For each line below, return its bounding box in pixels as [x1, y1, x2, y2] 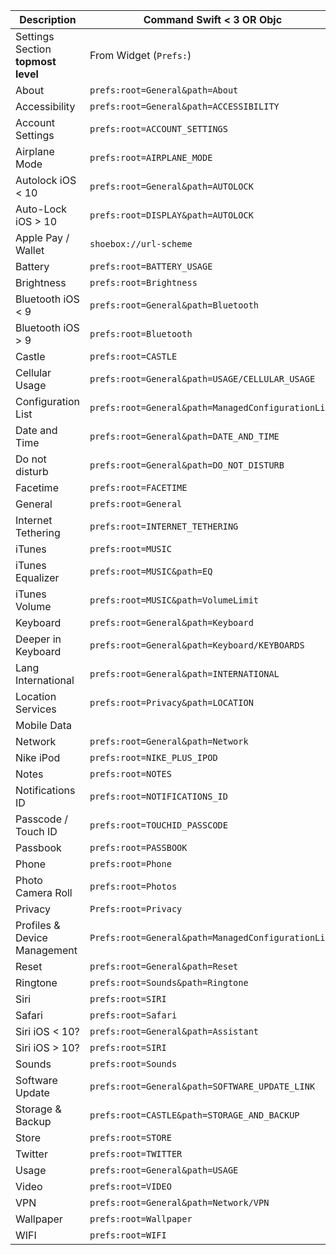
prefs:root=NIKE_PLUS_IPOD [89, 752, 218, 763]
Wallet [15, 244, 45, 257]
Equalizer [15, 571, 60, 584]
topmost [15, 55, 57, 68]
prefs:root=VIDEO [89, 1181, 172, 1192]
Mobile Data [15, 719, 73, 732]
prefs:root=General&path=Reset [89, 961, 239, 972]
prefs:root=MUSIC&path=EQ [89, 566, 213, 577]
